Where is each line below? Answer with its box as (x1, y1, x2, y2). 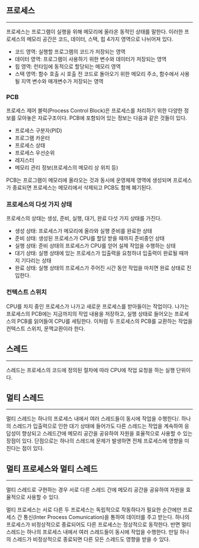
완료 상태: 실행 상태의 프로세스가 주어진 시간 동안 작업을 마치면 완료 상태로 (14, 264, 185, 271)
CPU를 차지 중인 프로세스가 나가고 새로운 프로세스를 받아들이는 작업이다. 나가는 (6, 303, 190, 310)
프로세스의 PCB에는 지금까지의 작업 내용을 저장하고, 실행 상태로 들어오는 (6, 310, 174, 317)
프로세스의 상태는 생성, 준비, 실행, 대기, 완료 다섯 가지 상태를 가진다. (6, 215, 162, 222)
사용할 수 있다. (26, 493, 60, 501)
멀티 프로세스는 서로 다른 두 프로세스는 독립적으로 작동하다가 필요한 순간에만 (6, 506, 182, 514)
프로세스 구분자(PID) (14, 127, 62, 134)
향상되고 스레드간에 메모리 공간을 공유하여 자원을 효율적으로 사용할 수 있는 (21, 430, 193, 437)
